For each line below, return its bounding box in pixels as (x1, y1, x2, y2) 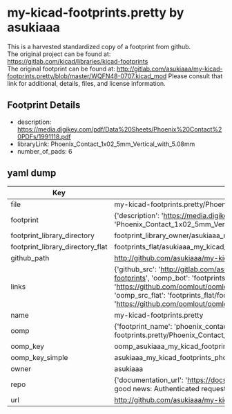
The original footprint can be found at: (7, 64, 115, 73)
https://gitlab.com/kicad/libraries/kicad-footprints (7, 57, 148, 65)
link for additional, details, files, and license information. (7, 79, 166, 87)
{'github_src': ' (113, 264, 161, 274)
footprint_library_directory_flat (10, 242, 108, 251)
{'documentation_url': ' (113, 375, 188, 385)
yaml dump (7, 168, 57, 179)
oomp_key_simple (10, 352, 68, 362)
